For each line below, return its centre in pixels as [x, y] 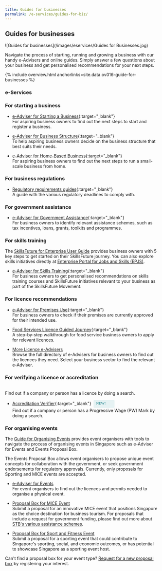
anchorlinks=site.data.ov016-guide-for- [97, 75]
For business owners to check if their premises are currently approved [82, 315]
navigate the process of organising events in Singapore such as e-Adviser [79, 444]
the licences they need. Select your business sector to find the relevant [83, 359]
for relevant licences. [33, 340]
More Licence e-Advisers [37, 349]
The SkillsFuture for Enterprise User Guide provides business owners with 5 [81, 251]
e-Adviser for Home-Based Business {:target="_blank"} [67, 156]
